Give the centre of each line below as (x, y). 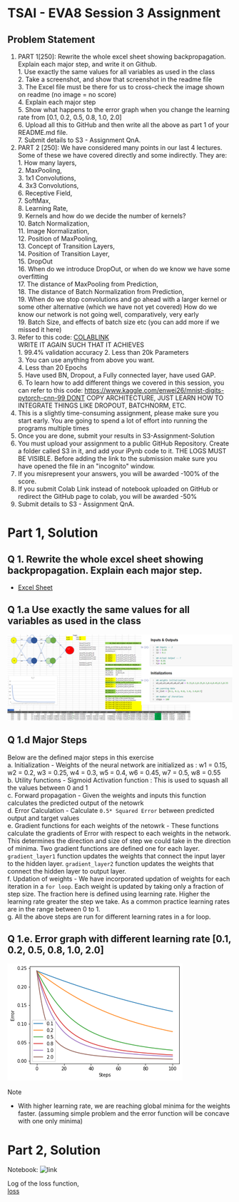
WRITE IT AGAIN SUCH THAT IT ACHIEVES (81, 345)
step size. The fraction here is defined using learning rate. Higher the (109, 894)
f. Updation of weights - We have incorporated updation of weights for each (119, 879)
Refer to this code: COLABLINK (63, 337)
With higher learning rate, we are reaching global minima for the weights (124, 1106)
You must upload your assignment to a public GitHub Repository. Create (123, 443)
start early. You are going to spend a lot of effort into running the (113, 420)
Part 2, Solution (54, 1150)
